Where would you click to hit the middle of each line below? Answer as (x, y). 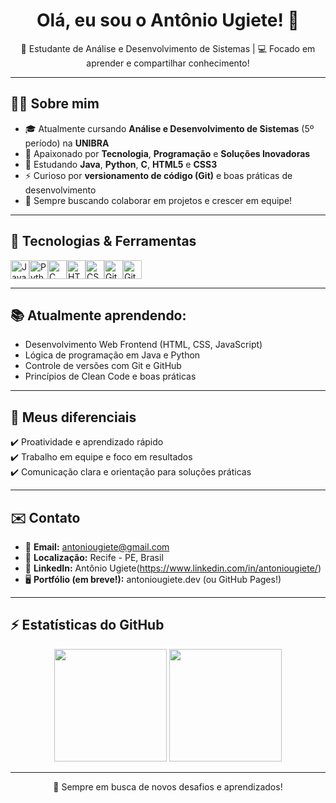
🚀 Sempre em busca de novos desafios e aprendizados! (168, 786)
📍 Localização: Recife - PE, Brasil (94, 557)
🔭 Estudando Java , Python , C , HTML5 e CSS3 (121, 164)
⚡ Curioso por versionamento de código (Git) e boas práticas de (158, 175)
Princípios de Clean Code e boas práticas (110, 376)
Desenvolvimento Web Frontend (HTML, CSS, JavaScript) (143, 345)
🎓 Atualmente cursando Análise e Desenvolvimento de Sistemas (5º (169, 128)
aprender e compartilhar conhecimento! (168, 63)
